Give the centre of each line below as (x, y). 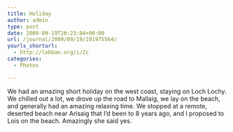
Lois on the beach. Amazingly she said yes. (70, 121)
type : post (23, 26)
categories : (24, 59)
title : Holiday (29, 14)
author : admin (28, 20)
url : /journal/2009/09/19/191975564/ (62, 40)
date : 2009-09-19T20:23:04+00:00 (56, 33)
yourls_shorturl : (33, 46)
